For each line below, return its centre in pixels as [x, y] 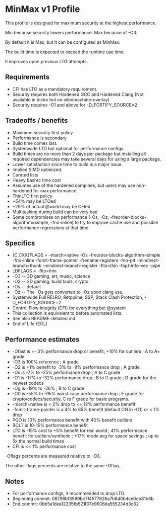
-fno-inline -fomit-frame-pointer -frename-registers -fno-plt [74, 260]
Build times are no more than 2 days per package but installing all [79, 154]
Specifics [20, 243]
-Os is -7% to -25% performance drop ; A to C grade [66, 373]
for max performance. [55, 190]
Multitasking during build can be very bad [55, 212]
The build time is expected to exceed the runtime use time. [65, 52]
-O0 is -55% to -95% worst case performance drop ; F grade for [78, 394]
